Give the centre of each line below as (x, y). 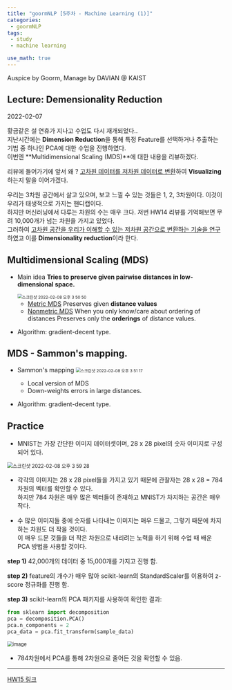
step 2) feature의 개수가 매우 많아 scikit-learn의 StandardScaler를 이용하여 (110, 576)
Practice (26, 426)
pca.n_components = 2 (38, 625)
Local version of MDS (58, 383)
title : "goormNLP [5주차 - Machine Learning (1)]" (80, 13)
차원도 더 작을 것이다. (59, 529)
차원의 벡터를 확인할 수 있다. (55, 489)
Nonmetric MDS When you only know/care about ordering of (114, 311)
